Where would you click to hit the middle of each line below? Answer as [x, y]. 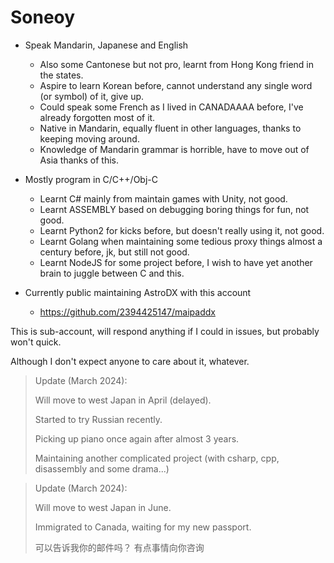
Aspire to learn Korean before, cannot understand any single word [176, 85]
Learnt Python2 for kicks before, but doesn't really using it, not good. [182, 230]
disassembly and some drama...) [102, 468]
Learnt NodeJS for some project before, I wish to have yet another [176, 262]
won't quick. [36, 342]
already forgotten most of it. [97, 117]
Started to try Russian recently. [98, 419]
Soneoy [43, 17]
